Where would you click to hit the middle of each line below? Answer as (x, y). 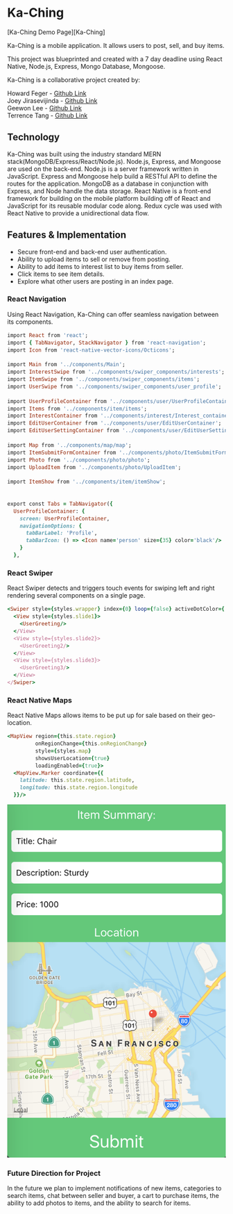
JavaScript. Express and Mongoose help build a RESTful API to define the (112, 176)
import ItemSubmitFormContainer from (62, 452)
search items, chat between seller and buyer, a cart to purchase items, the (113, 1196)
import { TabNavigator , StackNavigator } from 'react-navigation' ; (107, 343)
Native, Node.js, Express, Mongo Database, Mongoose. (86, 66)
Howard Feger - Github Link (47, 93)
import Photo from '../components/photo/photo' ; (79, 460)
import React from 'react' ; (48, 335)
